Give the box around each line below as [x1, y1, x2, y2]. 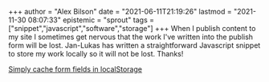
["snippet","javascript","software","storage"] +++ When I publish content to [8, 24, 256, 33]
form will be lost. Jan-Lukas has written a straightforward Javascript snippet [8, 41, 261, 50]
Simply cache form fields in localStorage [8, 64, 143, 74]
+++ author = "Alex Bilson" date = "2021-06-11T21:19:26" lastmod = [8, 7, 232, 16]
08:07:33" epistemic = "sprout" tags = [27, 15, 155, 25]
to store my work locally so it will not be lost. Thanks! [8, 49, 184, 58]
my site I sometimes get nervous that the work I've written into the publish [8, 32, 254, 41]
